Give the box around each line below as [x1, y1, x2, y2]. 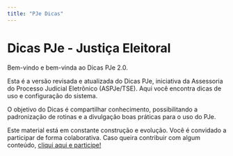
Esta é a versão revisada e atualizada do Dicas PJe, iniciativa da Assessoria [7, 77, 224, 85]
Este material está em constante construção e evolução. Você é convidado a [7, 126, 227, 134]
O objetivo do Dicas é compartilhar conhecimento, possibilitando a [7, 105, 198, 114]
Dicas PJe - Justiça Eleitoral [7, 40, 171, 56]
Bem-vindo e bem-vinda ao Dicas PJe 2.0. [7, 63, 129, 72]
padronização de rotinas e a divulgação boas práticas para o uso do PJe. [7, 112, 216, 120]
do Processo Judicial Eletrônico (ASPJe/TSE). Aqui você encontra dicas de [7, 84, 222, 93]
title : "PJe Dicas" [7, 10, 64, 17]
